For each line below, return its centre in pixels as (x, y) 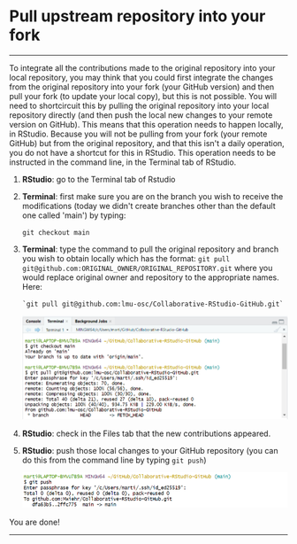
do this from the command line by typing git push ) (114, 460)
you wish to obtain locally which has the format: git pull (126, 258)
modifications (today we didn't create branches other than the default (148, 206)
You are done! (34, 522)
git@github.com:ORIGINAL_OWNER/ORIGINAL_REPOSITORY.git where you (147, 268)
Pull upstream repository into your (137, 16)
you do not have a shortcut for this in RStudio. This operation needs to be (143, 152)
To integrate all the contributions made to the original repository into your (142, 67)
